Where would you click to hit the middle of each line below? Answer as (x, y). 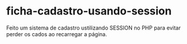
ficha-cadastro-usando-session (89, 11)
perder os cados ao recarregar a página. (57, 34)
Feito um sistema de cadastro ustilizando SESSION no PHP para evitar (93, 28)
